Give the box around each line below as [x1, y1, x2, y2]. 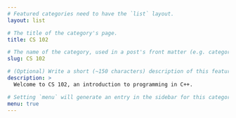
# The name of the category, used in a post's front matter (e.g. [7, 48, 206, 56]
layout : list [7, 17, 46, 24]
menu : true [7, 100, 39, 107]
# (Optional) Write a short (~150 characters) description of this [7, 68, 209, 75]
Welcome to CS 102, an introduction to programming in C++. [13, 81, 193, 88]
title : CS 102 [7, 36, 49, 43]
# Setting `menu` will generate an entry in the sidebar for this [7, 93, 206, 100]
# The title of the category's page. [7, 29, 118, 37]
